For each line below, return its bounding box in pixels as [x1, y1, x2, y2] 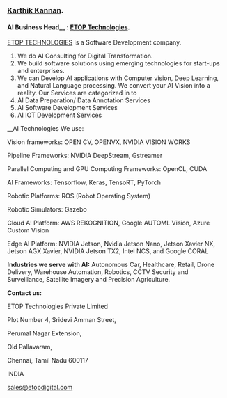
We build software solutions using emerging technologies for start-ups [17, 59, 221, 67]
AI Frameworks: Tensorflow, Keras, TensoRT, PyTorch [7, 178, 162, 186]
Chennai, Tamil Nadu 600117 [7, 356, 89, 365]
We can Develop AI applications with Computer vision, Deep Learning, [17, 74, 219, 82]
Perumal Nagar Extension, [7, 329, 82, 337]
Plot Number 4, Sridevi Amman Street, [7, 316, 117, 324]
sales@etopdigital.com [7, 383, 73, 392]
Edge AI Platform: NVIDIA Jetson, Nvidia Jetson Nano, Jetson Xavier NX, [7, 239, 216, 248]
